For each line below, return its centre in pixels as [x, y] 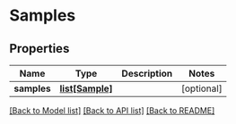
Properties [39, 49]
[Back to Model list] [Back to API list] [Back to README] [112, 111]
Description [147, 74]
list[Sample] [87, 88]
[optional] [201, 88]
